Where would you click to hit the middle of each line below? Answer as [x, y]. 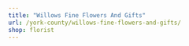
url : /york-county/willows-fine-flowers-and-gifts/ [94, 23]
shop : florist [31, 30]
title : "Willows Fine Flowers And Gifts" [77, 15]
